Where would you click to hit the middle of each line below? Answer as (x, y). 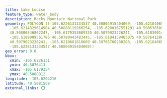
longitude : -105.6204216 (31, 79)
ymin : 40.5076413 (28, 65)
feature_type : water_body (32, 14)
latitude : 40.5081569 (28, 83)
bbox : (11, 56)
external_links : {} (25, 88)
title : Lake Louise (25, 10)
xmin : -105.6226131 (30, 60)
